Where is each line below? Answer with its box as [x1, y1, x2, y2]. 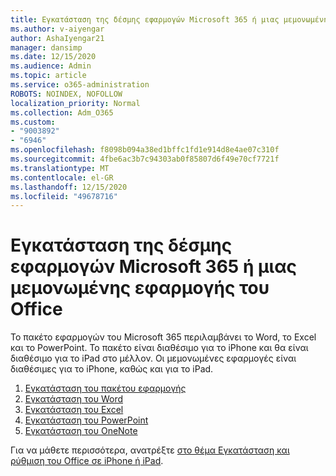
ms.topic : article [10, 71, 87, 81]
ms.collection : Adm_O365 [10, 107, 114, 118]
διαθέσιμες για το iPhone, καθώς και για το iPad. [10, 363, 214, 375]
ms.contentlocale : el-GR [10, 172, 114, 183]
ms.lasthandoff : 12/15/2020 [10, 182, 128, 192]
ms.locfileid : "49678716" [10, 191, 118, 201]
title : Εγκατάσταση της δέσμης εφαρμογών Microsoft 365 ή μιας [10, 14, 280, 25]
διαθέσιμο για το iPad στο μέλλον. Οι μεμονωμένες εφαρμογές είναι [10, 352, 297, 365]
